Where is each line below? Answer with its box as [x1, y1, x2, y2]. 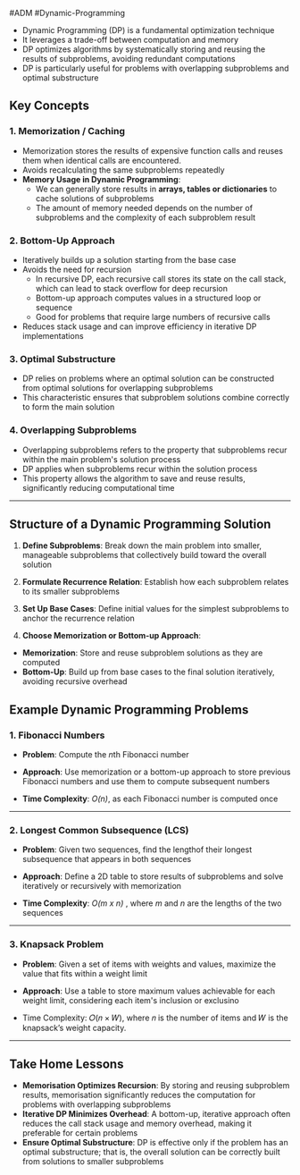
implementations [21, 330, 84, 341]
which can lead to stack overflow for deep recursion [35, 283, 228, 293]
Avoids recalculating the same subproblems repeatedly [21, 165, 225, 175]
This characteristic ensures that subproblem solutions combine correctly [21, 393, 290, 403]
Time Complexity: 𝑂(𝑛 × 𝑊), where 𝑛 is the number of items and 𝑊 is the [21, 1012, 288, 1023]
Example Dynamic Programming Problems [9, 702, 249, 717]
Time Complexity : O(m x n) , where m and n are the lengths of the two [21, 898, 282, 909]
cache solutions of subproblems [35, 192, 154, 204]
